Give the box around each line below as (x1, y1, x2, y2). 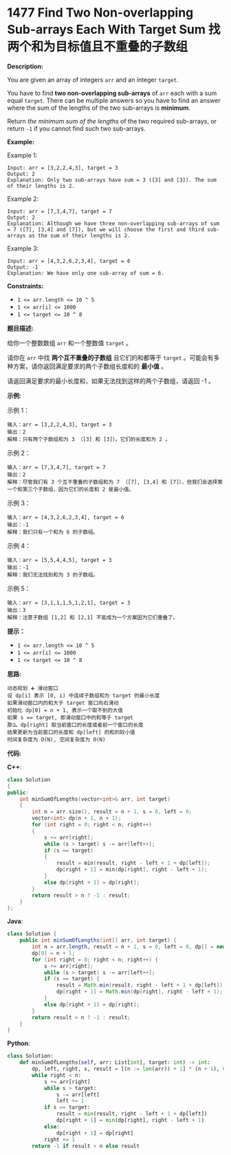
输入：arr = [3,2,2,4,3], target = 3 (7, 421, 112, 428)
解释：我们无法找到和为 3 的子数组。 (7, 571, 98, 578)
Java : (7, 917, 23, 926)
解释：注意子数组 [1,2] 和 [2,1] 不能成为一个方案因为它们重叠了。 (7, 614, 179, 621)
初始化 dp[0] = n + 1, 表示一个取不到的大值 (7, 706, 124, 714)
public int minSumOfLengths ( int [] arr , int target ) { (19, 937, 177, 944)
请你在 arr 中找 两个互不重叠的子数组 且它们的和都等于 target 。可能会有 (7, 353, 214, 362)
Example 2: (7, 195, 39, 203)
